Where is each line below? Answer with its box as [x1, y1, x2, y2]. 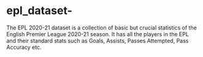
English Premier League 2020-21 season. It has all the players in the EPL [6, 30, 189, 37]
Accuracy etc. [6, 44, 42, 51]
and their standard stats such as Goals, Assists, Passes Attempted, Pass [6, 37, 189, 44]
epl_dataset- [6, 4, 72, 18]
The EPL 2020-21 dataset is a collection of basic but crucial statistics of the [6, 24, 197, 31]
